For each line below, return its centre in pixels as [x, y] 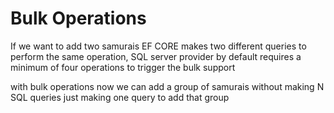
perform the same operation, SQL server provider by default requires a [156, 56]
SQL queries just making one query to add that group [120, 97]
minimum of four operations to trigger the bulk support [123, 67]
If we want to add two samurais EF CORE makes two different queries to [158, 46]
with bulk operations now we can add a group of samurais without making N [167, 86]
